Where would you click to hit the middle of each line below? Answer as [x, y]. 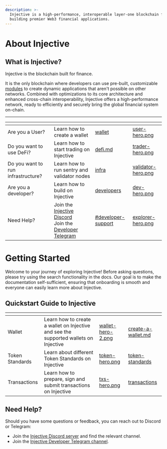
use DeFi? [19, 153]
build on [63, 190]
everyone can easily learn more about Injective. [54, 288]
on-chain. [15, 110]
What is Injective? [34, 62]
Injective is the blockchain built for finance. [49, 74]
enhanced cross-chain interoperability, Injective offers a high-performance [82, 99]
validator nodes [72, 176]
